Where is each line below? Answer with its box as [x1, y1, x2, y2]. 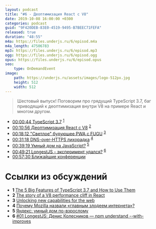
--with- [129, 213, 144, 219]
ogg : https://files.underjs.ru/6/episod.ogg [5, 52, 97, 58]
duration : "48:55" [5, 35, 43, 40]
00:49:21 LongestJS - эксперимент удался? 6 [12, 148, 106, 155]
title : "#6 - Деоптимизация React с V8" [5, 12, 89, 17]
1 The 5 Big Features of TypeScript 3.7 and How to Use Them [12, 187, 135, 193]
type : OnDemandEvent [14, 67, 56, 71]
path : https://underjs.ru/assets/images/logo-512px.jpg [14, 75, 131, 80]
